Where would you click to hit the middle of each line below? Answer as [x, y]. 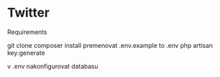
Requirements [27, 32]
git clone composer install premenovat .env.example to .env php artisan [110, 45]
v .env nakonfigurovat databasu [53, 66]
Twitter [29, 13]
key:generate [26, 53]
